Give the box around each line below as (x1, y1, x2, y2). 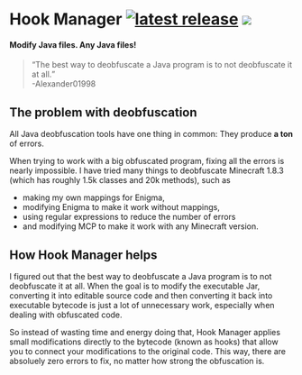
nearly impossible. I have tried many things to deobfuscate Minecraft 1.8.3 (9, 165, 284, 176)
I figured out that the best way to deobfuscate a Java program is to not (9, 271, 272, 282)
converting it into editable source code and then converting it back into (9, 290, 273, 301)
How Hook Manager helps (9, 247, 158, 262)
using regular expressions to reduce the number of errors (22, 212, 236, 223)
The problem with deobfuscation (9, 105, 197, 120)
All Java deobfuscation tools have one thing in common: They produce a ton (9, 129, 294, 140)
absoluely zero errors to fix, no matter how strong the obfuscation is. (9, 356, 265, 367)
